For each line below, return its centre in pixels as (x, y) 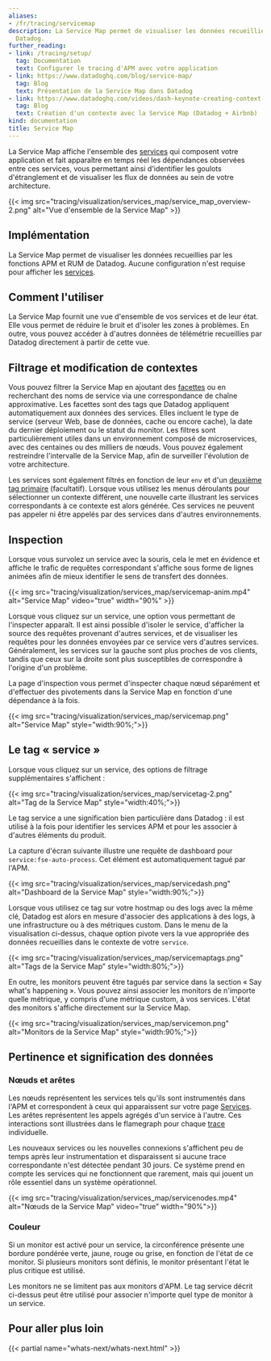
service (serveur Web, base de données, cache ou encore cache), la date (131, 421)
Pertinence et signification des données (111, 1057)
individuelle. (28, 1132)
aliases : (23, 16)
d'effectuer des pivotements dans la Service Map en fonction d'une (120, 692)
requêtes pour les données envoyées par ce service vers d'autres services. (134, 642)
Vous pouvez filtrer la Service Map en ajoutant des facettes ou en (117, 387)
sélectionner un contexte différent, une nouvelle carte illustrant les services (134, 497)
